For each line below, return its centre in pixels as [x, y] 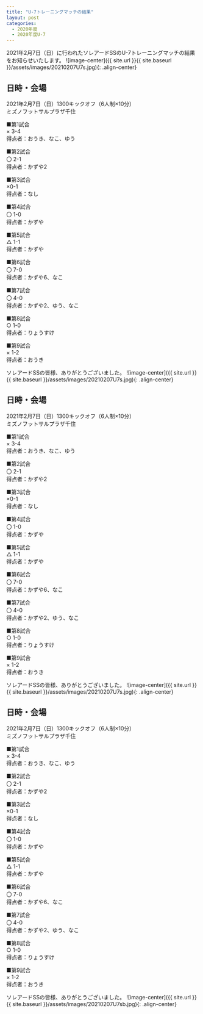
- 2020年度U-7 [29, 35]
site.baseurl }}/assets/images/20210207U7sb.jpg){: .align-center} [94, 1004]
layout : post [23, 18]
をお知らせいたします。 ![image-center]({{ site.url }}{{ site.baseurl [89, 60]
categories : [21, 23]
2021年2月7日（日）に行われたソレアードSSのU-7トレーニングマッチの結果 [101, 53]
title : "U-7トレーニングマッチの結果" [50, 12]
